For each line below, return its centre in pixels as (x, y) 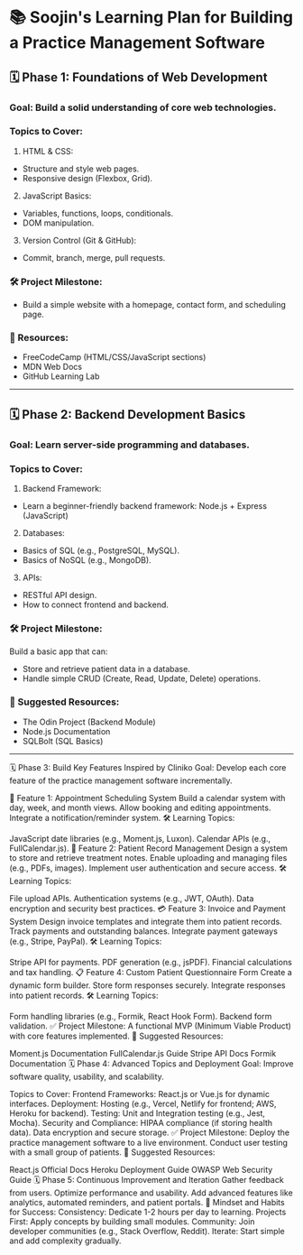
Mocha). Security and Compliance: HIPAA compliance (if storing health (141, 1122)
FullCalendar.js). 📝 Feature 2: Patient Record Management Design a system (149, 848)
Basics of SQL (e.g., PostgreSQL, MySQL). (101, 550)
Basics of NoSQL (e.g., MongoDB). (87, 560)
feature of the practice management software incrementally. (121, 780)
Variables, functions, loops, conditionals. (98, 213)
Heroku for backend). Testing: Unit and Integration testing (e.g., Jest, (138, 1113)
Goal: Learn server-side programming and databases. (129, 445)
